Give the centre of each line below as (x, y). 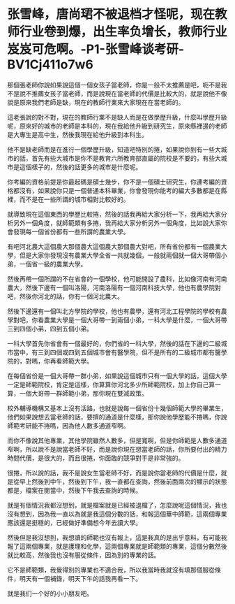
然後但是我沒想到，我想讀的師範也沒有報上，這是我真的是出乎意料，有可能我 (117, 537)
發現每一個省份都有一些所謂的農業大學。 (71, 231)
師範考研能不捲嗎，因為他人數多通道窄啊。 (68, 425)
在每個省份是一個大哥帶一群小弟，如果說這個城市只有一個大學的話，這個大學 (117, 375)
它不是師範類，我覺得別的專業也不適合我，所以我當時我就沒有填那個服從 (111, 570)
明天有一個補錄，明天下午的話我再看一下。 (80, 578)
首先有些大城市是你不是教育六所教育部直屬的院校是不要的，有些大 (126, 158)
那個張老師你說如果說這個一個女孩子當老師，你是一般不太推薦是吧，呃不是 (114, 85)
